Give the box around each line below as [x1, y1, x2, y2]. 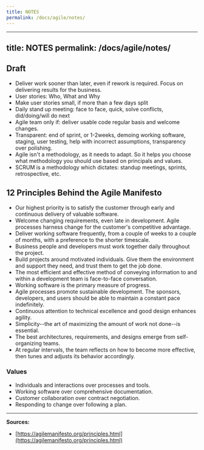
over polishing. [15, 144, 53, 151]
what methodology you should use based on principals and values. [15, 157, 183, 164]
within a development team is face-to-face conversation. [15, 275, 158, 282]
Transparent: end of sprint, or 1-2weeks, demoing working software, [15, 131, 186, 139]
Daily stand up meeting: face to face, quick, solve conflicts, [15, 105, 164, 112]
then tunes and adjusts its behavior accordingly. [15, 352, 135, 359]
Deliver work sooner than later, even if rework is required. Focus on [15, 80, 183, 87]
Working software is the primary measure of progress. [15, 281, 151, 289]
